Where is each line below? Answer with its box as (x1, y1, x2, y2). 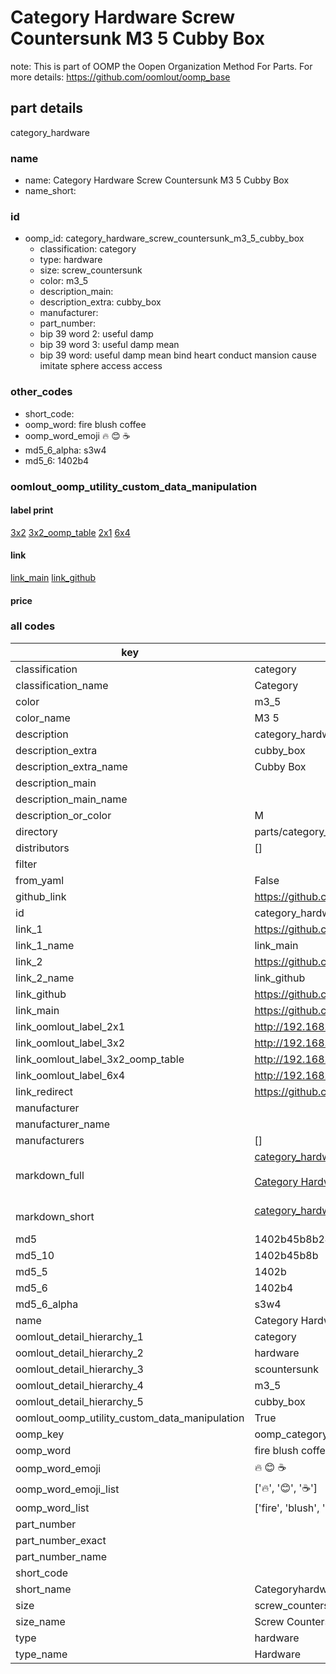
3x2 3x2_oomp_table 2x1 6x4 (10, 526, 131, 538)
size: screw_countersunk (39, 264, 143, 276)
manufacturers (15, 1133, 85, 1147)
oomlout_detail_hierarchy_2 (15, 1346, 144, 1360)
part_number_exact (15, 1533, 107, 1547)
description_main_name (15, 792, 128, 806)
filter (15, 857, 38, 871)
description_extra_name (15, 759, 128, 773)
